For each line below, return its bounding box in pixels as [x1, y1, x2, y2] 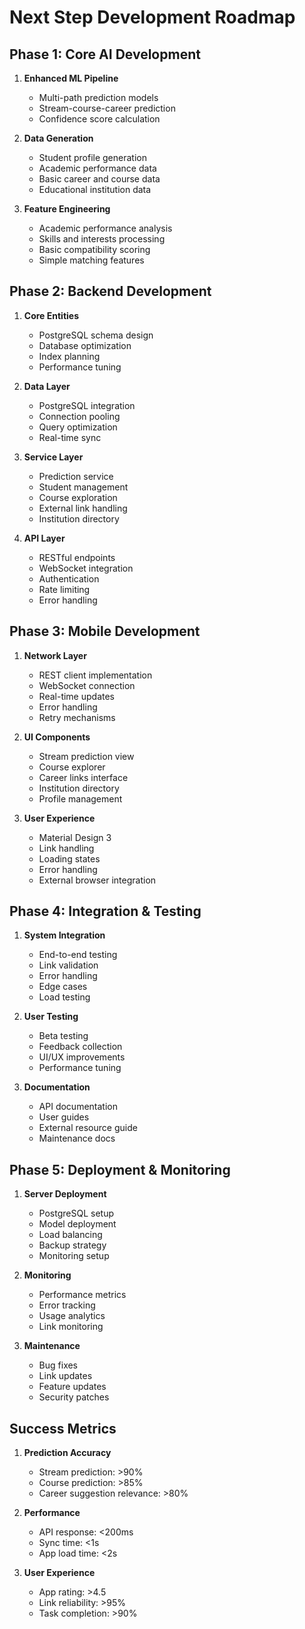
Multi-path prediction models [38, 92, 159, 103]
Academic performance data [38, 162, 157, 174]
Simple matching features [38, 254, 145, 266]
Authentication [38, 572, 100, 585]
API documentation [38, 1101, 118, 1113]
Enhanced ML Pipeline [23, 72, 119, 84]
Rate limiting [38, 583, 91, 595]
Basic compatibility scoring [38, 244, 151, 255]
